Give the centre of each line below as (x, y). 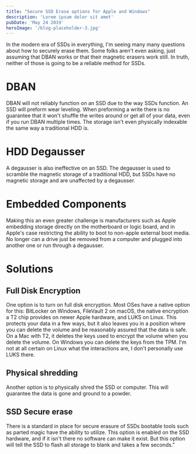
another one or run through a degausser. (55, 245)
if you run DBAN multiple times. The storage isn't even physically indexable (97, 122)
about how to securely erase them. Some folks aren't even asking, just (91, 51)
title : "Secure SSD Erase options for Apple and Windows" (78, 11)
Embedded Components (66, 204)
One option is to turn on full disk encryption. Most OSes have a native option (98, 305)
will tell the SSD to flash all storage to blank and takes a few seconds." (91, 445)
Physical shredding (42, 373)
